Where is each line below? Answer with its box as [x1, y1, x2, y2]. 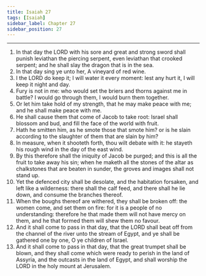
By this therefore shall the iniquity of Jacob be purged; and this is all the [15, 152, 197, 159]
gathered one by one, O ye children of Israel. [15, 236, 129, 244]
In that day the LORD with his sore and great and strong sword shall [15, 48, 186, 56]
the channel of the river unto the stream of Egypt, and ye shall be [15, 230, 180, 238]
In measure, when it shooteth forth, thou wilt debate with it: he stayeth [15, 139, 193, 147]
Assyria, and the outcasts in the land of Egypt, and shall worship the [15, 256, 188, 263]
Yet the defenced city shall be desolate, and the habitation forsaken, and [15, 178, 199, 186]
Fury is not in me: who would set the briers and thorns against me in [15, 87, 187, 95]
